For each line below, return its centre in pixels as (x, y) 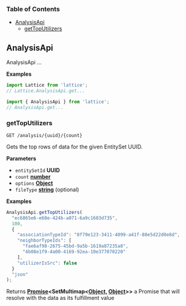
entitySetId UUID (38, 170)
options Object (34, 183)
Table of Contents (33, 9)
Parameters (21, 158)
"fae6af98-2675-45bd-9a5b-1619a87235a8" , (75, 246)
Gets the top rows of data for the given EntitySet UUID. (75, 147)
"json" (20, 274)
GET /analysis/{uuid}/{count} (45, 135)
